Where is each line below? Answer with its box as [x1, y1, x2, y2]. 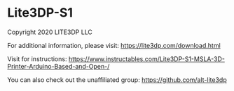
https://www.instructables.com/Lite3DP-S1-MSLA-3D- [68, 54, 226, 63]
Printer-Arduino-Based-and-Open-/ [7, 62, 110, 70]
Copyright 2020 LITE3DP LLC [7, 28, 93, 36]
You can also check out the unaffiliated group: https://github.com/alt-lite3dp [7, 75, 227, 84]
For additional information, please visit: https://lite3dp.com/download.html [7, 41, 221, 49]
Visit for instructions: [7, 54, 67, 63]
